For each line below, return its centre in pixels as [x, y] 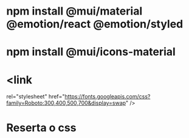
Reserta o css [41, 127]
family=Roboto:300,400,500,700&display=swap [66, 103]
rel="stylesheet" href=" [36, 97]
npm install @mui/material [74, 11]
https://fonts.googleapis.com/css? [108, 97]
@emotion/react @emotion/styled [95, 24]
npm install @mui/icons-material [91, 52]
